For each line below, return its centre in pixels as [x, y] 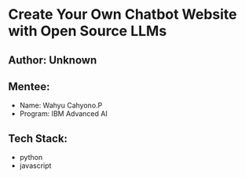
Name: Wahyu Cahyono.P [61, 105]
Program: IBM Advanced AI [63, 114]
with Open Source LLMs [88, 31]
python [31, 158]
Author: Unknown [53, 60]
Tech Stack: [38, 138]
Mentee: [29, 87]
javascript [35, 165]
